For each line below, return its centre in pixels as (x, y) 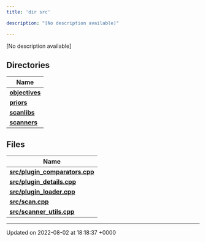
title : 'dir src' (29, 12)
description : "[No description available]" (63, 23)
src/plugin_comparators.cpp (52, 172)
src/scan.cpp (29, 202)
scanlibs (22, 113)
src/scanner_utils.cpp (42, 212)
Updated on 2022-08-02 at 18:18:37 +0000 (61, 233)
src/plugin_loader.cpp (42, 192)
